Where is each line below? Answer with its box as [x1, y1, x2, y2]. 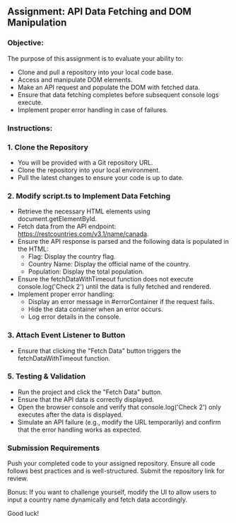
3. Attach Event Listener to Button [7, 330, 126, 340]
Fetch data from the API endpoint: [17, 223, 117, 231]
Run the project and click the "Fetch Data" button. [17, 388, 163, 396]
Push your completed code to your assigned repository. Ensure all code [7, 459, 216, 468]
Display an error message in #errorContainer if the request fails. [28, 298, 214, 306]
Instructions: [7, 123, 53, 133]
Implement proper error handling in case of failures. [17, 106, 168, 114]
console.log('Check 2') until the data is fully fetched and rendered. [17, 283, 212, 291]
